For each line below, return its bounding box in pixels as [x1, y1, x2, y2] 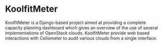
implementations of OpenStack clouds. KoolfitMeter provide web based [5, 30, 150, 36]
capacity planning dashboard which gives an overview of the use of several [5, 24, 158, 30]
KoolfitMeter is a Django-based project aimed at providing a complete [5, 20, 146, 25]
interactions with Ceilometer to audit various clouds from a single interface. [5, 35, 158, 41]
